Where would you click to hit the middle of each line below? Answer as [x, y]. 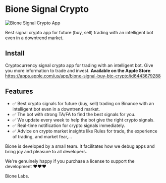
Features [19, 91]
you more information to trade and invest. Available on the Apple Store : [79, 70]
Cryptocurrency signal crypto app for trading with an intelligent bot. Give [79, 65]
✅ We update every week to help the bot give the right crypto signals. [83, 120]
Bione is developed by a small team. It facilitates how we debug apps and [80, 146]
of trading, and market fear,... [42, 136]
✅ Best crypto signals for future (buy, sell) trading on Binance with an [83, 103]
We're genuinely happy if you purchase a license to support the [70, 161]
